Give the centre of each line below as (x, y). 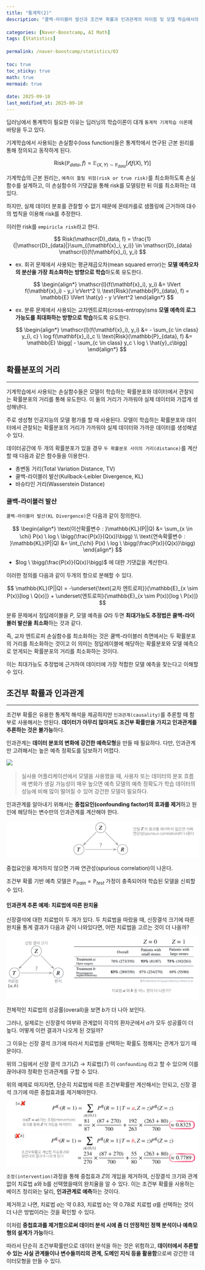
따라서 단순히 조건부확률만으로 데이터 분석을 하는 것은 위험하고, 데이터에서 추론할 (102, 1246)
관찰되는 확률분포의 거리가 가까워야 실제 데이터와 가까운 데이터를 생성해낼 (110, 427)
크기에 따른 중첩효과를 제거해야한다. (55, 1092)
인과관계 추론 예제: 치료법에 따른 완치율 (52, 905)
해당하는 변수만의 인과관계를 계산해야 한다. (68, 812)
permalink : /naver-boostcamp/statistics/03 (63, 52)
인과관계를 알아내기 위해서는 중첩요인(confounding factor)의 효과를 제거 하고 (99, 804)
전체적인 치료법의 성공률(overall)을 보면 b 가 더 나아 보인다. (76, 1009)
